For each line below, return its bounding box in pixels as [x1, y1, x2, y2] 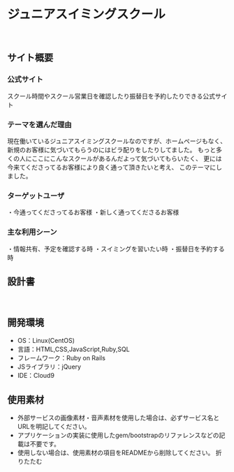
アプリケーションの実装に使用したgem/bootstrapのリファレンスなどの [17, 431, 219, 439]
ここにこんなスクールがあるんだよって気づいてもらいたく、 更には [31, 154, 222, 163]
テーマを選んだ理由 [7, 119, 72, 129]
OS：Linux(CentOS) [17, 337, 75, 345]
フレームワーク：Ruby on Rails [17, 354, 106, 362]
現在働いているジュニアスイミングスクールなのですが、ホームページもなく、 [7, 137, 227, 145]
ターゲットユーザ [7, 191, 65, 200]
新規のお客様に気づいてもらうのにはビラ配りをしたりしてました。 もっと [7, 145, 217, 154]
